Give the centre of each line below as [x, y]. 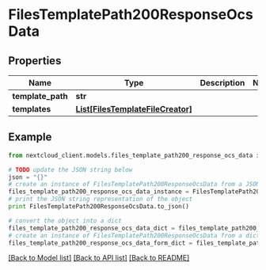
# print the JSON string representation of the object [101, 200]
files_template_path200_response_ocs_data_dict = [92, 228]
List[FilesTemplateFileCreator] [134, 109]
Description [222, 83]
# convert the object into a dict [65, 221]
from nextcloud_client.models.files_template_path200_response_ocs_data [131, 155]
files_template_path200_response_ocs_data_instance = [99, 192]
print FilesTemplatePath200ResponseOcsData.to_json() [99, 207]
